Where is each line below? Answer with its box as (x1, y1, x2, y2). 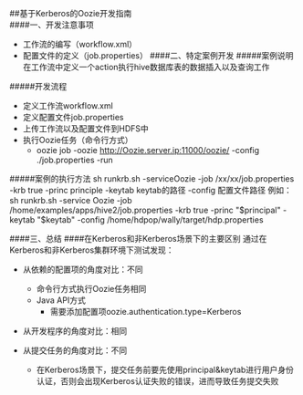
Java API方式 (36, 295, 87, 306)
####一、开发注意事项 (9, 19, 94, 30)
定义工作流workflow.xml (22, 100, 114, 111)
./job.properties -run (36, 154, 114, 165)
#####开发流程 (9, 81, 68, 91)
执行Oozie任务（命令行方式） (22, 135, 133, 145)
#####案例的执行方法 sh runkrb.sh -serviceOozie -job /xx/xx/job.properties (9, 173, 295, 184)
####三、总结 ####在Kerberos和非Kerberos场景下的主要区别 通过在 (9, 234, 267, 244)
